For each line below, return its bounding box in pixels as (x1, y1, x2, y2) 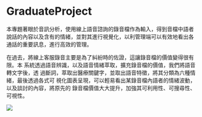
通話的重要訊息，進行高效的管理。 (6, 40, 92, 48)
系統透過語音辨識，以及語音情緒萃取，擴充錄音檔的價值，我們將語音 (23, 61, 196, 69)
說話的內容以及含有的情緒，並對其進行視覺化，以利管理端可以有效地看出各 (6, 32, 194, 40)
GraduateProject (6, 4, 92, 18)
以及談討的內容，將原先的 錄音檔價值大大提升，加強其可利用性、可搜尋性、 (6, 84, 196, 91)
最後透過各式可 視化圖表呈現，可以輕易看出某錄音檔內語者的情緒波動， (17, 77, 196, 84)
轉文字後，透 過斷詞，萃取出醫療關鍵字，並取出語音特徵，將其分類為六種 (6, 69, 190, 76)
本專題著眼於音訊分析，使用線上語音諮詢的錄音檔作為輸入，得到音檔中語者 (6, 25, 194, 32)
